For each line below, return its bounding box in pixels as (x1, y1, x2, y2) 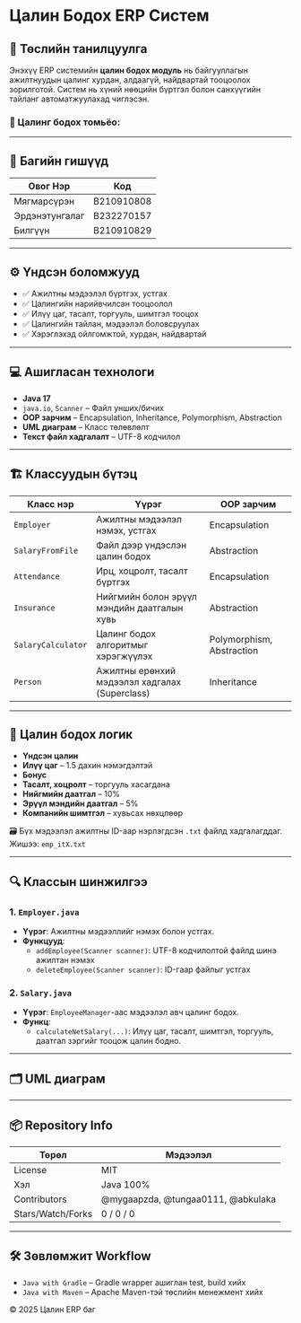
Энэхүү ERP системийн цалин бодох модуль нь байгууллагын (9, 65, 249, 75)
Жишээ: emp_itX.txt (9, 838, 86, 849)
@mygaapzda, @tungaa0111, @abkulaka (101, 1193, 276, 1205)
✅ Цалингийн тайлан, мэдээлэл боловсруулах (21, 318, 200, 329)
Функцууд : (21, 935, 65, 947)
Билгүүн (13, 224, 50, 237)
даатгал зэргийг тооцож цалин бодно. (35, 1036, 182, 1047)
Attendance (13, 571, 60, 582)
